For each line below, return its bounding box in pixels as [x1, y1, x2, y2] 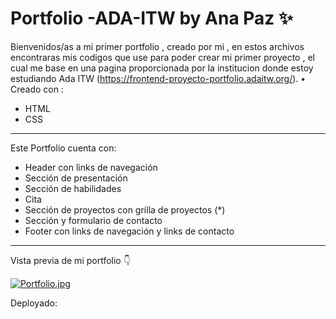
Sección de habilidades [24, 182, 122, 194]
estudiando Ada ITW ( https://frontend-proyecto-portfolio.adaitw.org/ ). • [10, 72, 307, 84]
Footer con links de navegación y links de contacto [24, 225, 235, 237]
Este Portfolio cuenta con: [10, 142, 117, 154]
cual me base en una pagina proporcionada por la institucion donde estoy [10, 62, 314, 74]
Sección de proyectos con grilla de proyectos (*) [24, 203, 226, 216]
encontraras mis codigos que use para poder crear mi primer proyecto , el [10, 51, 315, 63]
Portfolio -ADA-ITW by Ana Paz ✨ [10, 7, 294, 30]
